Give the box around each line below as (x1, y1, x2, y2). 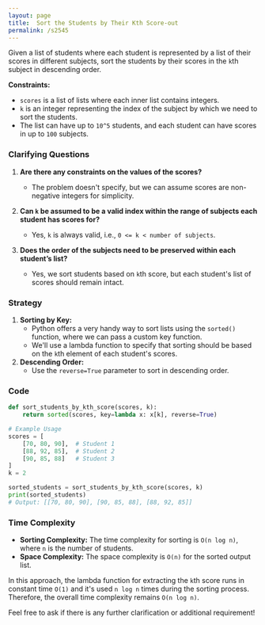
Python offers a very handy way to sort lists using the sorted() (31, 323, 236, 333)
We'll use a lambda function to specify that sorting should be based (31, 340, 252, 349)
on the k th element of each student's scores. (31, 349, 178, 358)
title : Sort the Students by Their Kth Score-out (8, 19, 179, 27)
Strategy (8, 297, 43, 308)
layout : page (8, 11, 51, 20)
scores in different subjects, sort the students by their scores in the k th (8, 56, 239, 66)
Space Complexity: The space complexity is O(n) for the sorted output (19, 552, 252, 562)
